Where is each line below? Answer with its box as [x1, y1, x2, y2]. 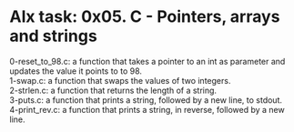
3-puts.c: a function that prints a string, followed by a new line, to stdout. [9, 94, 283, 106]
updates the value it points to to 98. [9, 66, 143, 76]
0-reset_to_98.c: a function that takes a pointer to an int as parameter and [9, 56, 286, 66]
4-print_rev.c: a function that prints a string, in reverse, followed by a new [9, 104, 285, 115]
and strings [9, 25, 97, 46]
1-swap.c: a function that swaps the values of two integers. [9, 75, 231, 86]
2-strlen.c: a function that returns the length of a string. [9, 85, 217, 96]
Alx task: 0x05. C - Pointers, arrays [9, 6, 280, 27]
